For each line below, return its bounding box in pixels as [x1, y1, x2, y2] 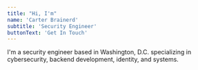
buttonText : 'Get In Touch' [7, 29, 88, 36]
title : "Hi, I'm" [7, 10, 57, 17]
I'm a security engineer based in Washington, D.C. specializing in [7, 48, 192, 56]
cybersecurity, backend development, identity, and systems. [7, 56, 179, 64]
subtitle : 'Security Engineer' [7, 23, 97, 30]
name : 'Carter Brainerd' [7, 16, 79, 23]
